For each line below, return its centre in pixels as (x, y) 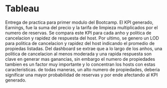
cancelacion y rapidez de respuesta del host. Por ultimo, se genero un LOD (82, 38)
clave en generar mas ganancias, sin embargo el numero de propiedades (80, 59)
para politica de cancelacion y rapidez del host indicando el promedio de (80, 43)
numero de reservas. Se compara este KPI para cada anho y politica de (78, 33)
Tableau (22, 9)
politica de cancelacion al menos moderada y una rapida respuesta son (79, 54)
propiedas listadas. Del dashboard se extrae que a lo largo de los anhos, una (84, 48)
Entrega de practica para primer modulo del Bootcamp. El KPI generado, (79, 22)
